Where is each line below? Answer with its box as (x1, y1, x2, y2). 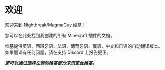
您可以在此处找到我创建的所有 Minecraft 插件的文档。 (5, 32, 115, 38)
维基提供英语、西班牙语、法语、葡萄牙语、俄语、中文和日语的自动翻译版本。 (5, 43, 163, 49)
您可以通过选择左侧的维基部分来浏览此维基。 (5, 60, 97, 66)
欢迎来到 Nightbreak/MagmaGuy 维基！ (5, 22, 86, 28)
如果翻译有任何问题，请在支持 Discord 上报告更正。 (5, 49, 111, 55)
